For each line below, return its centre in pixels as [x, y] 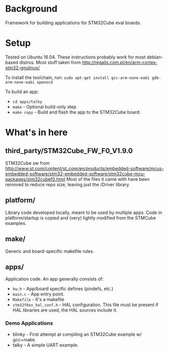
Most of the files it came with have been [108, 179]
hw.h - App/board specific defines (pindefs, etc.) [63, 289]
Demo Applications [29, 323]
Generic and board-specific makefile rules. [50, 251]
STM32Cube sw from [27, 163]
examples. [16, 223]
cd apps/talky [27, 102]
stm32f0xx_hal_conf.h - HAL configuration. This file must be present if [85, 305]
